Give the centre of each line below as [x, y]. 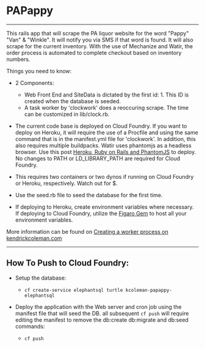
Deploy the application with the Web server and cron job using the [98, 306]
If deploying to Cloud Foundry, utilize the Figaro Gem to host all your [101, 213]
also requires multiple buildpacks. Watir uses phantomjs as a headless [103, 145]
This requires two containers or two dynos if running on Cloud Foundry [104, 176]
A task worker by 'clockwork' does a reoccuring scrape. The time [106, 107]
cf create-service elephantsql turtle [74, 290]
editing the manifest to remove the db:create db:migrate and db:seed [102, 320]
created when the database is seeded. [72, 101]
